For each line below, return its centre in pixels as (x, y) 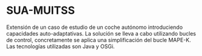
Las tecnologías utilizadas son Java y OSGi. (60, 46)
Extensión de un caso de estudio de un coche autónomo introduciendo (95, 27)
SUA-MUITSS (41, 11)
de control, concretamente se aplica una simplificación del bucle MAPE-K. (99, 40)
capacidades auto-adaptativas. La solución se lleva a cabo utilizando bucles (101, 33)
